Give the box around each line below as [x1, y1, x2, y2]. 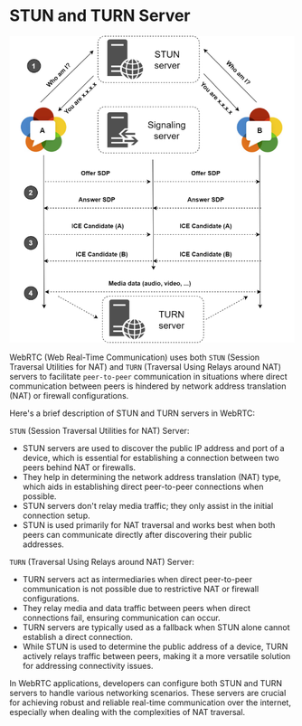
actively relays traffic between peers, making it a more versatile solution [22, 650, 291, 661]
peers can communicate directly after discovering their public [22, 529, 252, 540]
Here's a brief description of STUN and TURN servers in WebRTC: [9, 408, 256, 419]
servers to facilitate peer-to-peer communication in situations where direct [9, 371, 288, 382]
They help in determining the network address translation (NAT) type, [22, 471, 282, 482]
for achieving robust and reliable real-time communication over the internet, [9, 697, 292, 708]
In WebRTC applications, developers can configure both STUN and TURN [9, 677, 283, 688]
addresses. [22, 539, 65, 550]
